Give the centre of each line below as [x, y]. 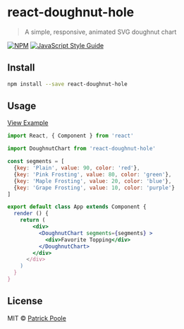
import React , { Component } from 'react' [70, 136]
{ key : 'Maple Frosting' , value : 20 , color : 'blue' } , [93, 181]
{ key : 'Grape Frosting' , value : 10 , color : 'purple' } [94, 188]
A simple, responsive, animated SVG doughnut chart [100, 32]
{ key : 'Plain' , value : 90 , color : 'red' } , [77, 168]
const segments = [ [36, 162]
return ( [33, 220]
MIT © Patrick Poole [37, 318]
